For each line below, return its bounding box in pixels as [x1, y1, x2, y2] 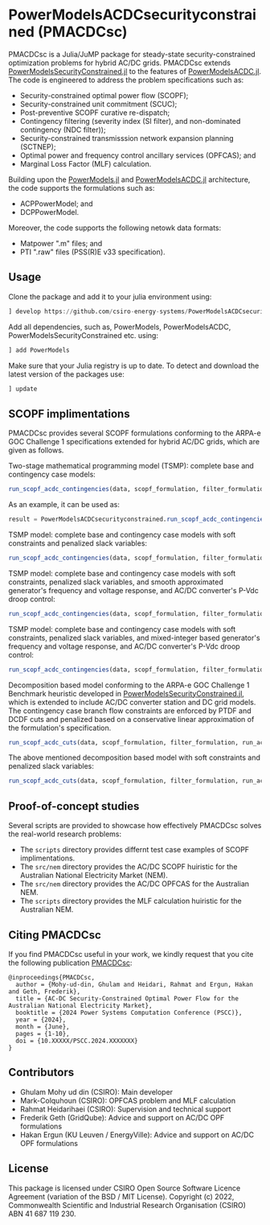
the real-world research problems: [8, 829, 122, 839]
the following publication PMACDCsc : [8, 958, 133, 967]
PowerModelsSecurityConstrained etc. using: [8, 330, 159, 340]
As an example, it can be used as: [8, 500, 121, 509]
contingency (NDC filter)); [19, 125, 106, 134]
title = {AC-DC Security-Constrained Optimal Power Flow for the [15, 994, 239, 1003]
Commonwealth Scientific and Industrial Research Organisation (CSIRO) [8, 1200, 247, 1210]
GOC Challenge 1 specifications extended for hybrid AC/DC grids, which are [8, 437, 260, 447]
